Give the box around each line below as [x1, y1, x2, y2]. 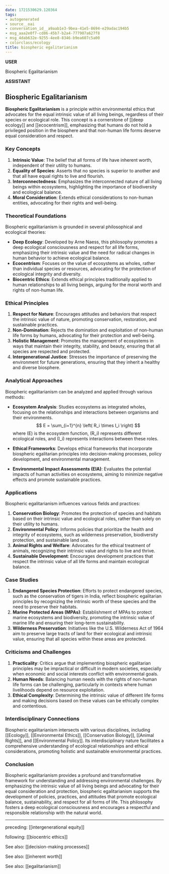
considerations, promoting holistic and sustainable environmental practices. [5, 748, 162, 754]
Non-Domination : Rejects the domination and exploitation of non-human [12, 327, 163, 333]
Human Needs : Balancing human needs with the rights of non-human [12, 676, 157, 682]
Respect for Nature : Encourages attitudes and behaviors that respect [12, 311, 157, 317]
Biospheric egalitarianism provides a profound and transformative [5, 772, 141, 778]
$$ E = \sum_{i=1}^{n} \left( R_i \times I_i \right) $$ [36, 422, 141, 428]
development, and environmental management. [12, 456, 111, 462]
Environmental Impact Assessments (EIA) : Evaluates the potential [12, 465, 151, 472]
